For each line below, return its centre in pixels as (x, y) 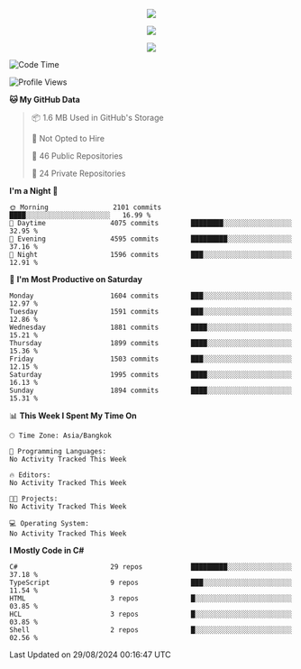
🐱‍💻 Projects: (34, 499)
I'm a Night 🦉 (34, 191)
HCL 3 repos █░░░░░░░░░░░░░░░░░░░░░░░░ (151, 614)
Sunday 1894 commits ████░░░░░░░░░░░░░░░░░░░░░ (151, 390)
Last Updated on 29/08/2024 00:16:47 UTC (90, 655)
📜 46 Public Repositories (77, 156)
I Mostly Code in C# (47, 550)
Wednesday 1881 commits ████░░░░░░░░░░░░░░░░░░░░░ (151, 327)
